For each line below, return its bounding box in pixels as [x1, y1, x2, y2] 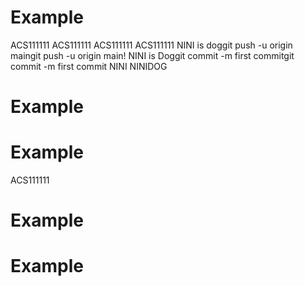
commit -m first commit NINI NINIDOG [10, 60, 168, 72]
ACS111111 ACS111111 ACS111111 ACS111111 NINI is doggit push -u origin [10, 39, 293, 51]
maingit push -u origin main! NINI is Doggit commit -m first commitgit [10, 49, 295, 61]
